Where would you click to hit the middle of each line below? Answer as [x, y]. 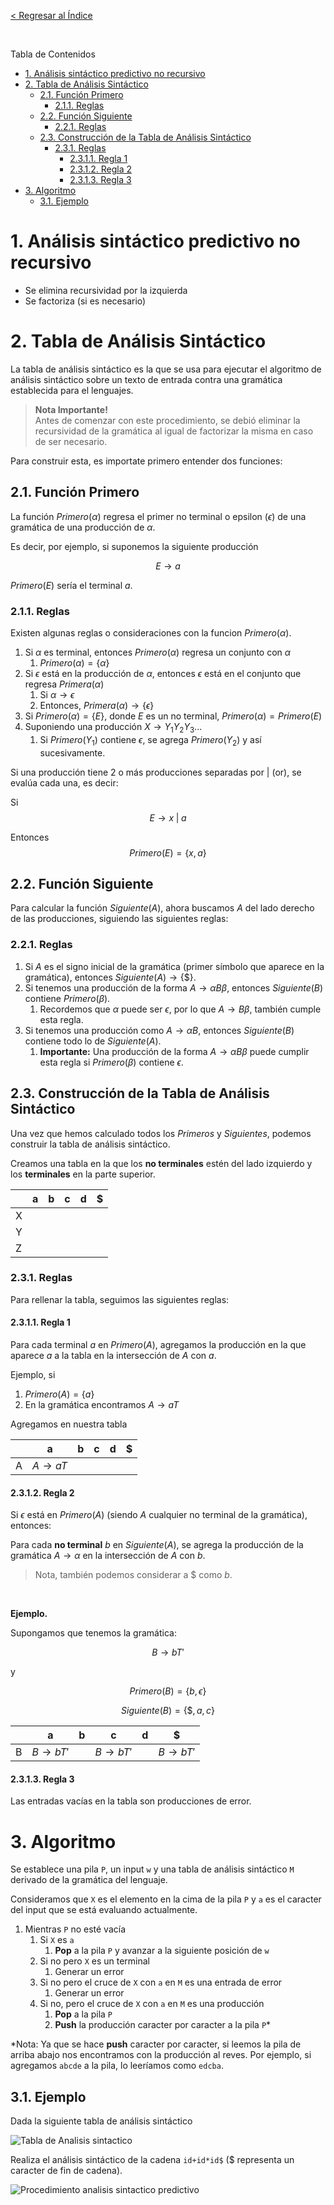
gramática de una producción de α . [83, 527]
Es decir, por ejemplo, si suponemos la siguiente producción [134, 546]
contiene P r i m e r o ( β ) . [67, 998]
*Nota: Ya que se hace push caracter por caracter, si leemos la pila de [156, 2044]
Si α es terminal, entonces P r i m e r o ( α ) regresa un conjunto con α [158, 652]
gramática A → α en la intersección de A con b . [108, 1556]
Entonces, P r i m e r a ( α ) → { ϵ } [97, 705]
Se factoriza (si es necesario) [85, 301]
